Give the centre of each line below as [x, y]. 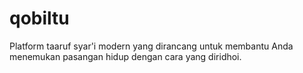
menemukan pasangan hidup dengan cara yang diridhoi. [125, 56]
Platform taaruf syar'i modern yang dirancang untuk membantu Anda [151, 46]
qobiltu [39, 18]
